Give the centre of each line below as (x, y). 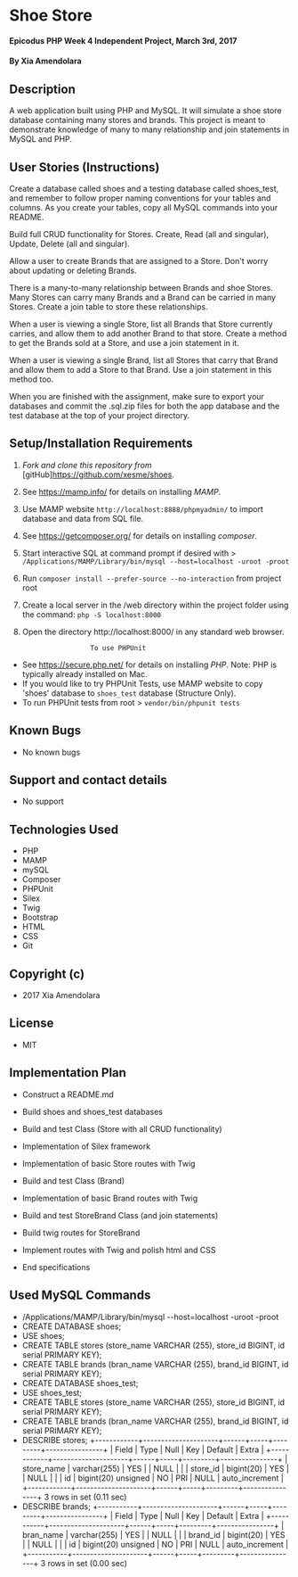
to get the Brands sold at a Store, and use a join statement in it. (125, 343)
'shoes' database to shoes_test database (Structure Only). (129, 693)
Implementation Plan (68, 1073)
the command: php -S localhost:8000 (92, 614)
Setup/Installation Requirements (101, 444)
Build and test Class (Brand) (73, 1181)
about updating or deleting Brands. (73, 270)
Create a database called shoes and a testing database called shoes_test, (144, 189)
